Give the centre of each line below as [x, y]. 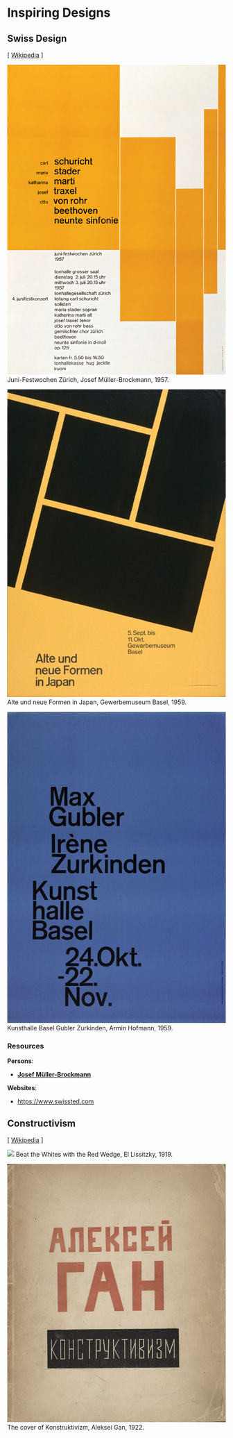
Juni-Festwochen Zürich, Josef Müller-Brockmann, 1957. [88, 379]
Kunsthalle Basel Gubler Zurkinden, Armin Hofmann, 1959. [90, 1028]
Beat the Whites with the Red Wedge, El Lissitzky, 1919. [94, 1155]
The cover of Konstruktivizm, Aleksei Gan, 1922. [76, 1428]
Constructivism [42, 1123]
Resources [26, 1046]
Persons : [20, 1061]
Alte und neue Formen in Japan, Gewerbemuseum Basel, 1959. [97, 702]
